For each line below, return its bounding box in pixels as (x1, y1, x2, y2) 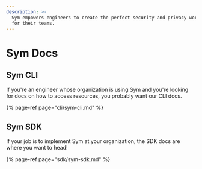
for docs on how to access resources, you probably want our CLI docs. (6, 92, 182, 100)
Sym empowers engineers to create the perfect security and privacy (11, 14, 187, 21)
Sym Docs (6, 46, 58, 60)
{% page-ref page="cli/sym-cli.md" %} (6, 104, 104, 112)
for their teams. (11, 20, 55, 26)
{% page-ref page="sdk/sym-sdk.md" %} (6, 156, 111, 163)
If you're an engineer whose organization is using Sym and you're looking (6, 86, 189, 94)
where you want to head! (6, 144, 68, 151)
